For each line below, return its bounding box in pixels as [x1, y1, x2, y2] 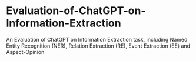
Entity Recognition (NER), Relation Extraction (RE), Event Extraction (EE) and [6, 42, 190, 49]
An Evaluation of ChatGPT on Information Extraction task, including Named [6, 36, 188, 43]
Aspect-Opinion [6, 48, 45, 55]
